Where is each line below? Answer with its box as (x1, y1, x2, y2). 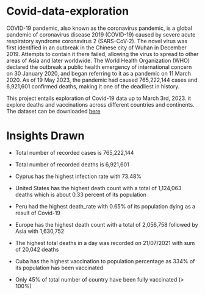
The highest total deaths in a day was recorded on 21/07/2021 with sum (15, 239, 195, 246)
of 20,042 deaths (15, 246, 59, 253)
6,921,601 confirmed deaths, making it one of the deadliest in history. (6, 82, 180, 90)
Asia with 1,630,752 (15, 227, 65, 235)
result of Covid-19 (15, 209, 61, 216)
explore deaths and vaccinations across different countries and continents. (6, 101, 195, 108)
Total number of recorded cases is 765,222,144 (15, 149, 134, 156)
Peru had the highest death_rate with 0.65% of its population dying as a (15, 202, 196, 210)
